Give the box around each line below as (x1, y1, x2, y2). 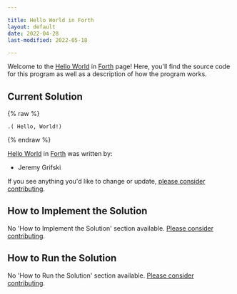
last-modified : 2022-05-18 (7, 36, 88, 43)
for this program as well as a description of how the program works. (7, 70, 207, 78)
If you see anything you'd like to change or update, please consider (7, 177, 206, 186)
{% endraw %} (7, 136, 51, 145)
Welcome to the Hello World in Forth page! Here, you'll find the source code (7, 62, 231, 71)
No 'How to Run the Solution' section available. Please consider (7, 271, 194, 280)
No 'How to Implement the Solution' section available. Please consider (7, 224, 214, 232)
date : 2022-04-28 (7, 30, 59, 37)
